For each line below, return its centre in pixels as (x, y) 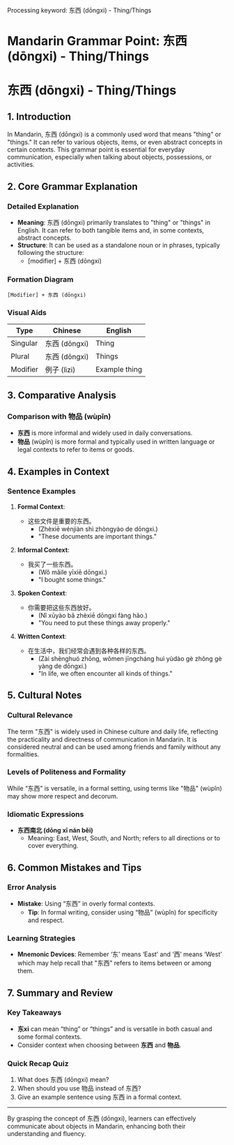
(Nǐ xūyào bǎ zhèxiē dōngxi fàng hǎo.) (93, 615)
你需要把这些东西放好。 (61, 607)
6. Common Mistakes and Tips (75, 867)
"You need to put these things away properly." (104, 622)
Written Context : (42, 636)
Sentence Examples (42, 491)
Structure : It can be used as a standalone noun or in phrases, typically (119, 245)
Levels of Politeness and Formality (67, 772)
